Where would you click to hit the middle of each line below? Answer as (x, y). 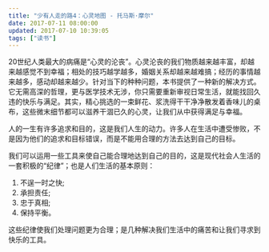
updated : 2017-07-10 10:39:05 (59, 30)
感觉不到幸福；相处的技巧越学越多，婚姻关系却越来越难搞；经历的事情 (138, 72)
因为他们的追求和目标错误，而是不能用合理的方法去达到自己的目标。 (127, 139)
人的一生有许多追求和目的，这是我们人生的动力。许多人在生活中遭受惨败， (131, 129)
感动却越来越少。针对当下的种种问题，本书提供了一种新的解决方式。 (148, 82)
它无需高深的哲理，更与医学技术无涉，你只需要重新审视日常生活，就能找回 (131, 92)
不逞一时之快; (42, 183)
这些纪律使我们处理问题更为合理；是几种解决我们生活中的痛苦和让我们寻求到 (134, 230)
